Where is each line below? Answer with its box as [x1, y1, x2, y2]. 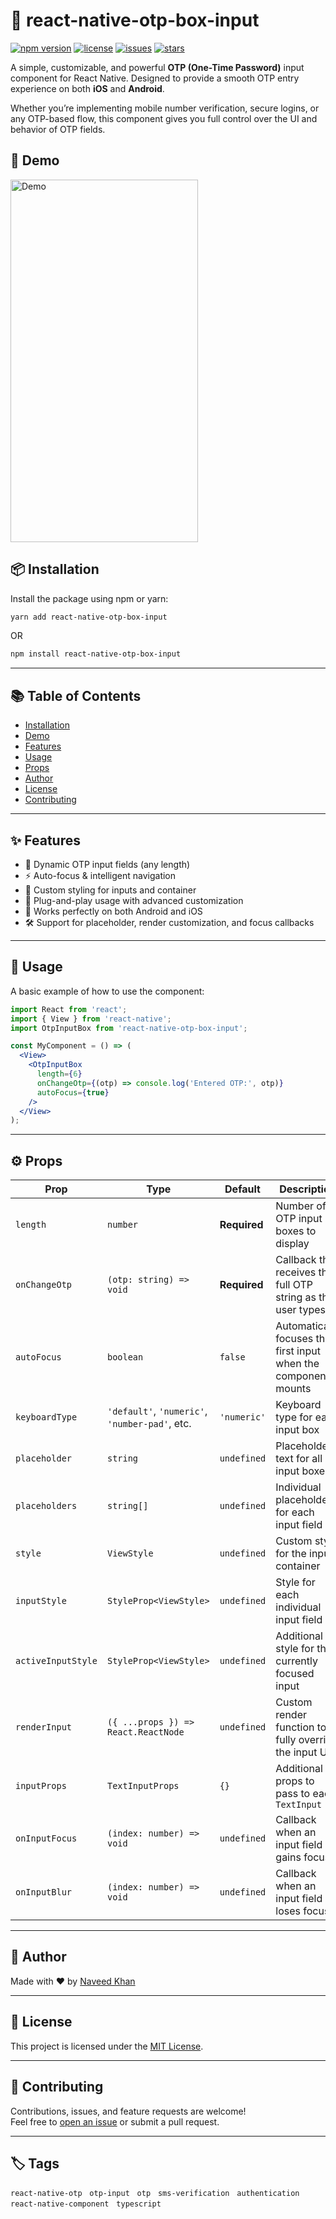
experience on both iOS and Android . [10, 82, 165, 94]
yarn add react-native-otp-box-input [10, 612, 168, 622]
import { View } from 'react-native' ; [10, 1014, 172, 1024]
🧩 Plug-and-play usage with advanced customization [24, 894, 244, 906]
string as [275, 1290, 317, 1304]
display [275, 1237, 310, 1251]
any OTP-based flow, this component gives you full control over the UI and [10, 112, 318, 124]
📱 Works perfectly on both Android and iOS [24, 905, 203, 917]
